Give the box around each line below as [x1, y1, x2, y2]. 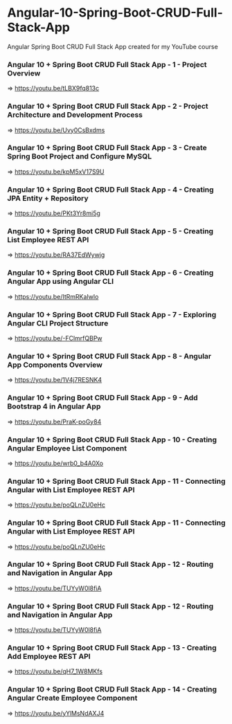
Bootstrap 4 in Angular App [7, 401, 101, 411]
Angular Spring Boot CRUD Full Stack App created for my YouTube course [7, 42, 218, 51]
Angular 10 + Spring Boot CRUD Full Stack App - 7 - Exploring [7, 309, 217, 319]
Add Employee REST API [7, 652, 91, 662]
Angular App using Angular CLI [7, 277, 114, 287]
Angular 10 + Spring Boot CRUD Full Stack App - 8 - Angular [7, 351, 212, 361]
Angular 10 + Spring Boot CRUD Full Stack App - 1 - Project [7, 60, 207, 69]
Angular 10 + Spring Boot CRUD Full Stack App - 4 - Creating [7, 185, 214, 194]
